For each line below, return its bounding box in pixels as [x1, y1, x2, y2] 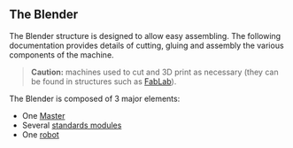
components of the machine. [9, 49, 114, 60]
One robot [21, 129, 59, 140]
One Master [21, 110, 66, 121]
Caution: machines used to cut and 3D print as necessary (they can [30, 66, 279, 77]
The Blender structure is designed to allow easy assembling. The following [9, 30, 281, 41]
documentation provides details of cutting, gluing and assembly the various [9, 40, 285, 51]
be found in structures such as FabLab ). [30, 75, 177, 87]
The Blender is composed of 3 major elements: [9, 93, 181, 104]
